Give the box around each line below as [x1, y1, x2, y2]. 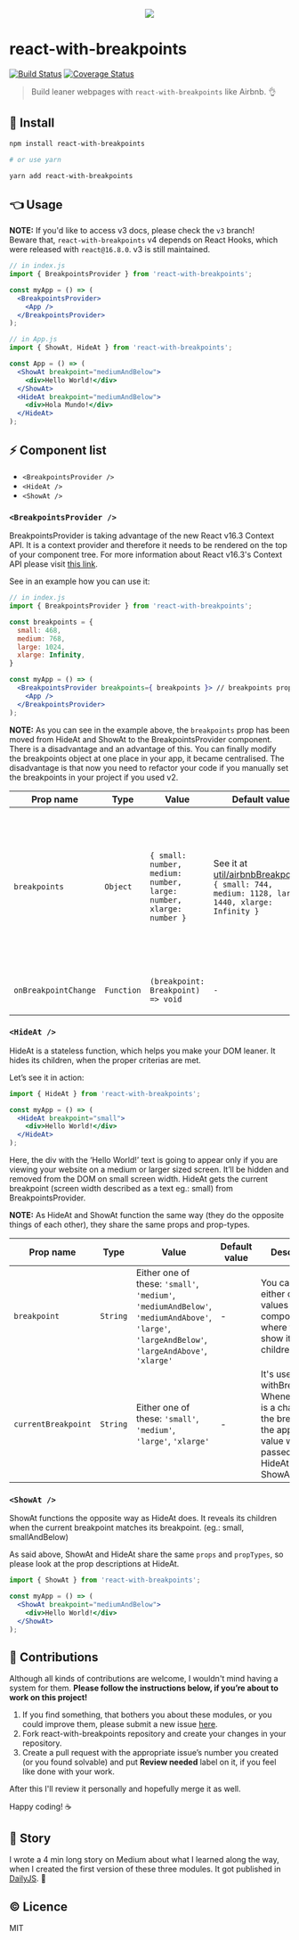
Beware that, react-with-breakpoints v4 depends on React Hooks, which [9, 234, 279, 245]
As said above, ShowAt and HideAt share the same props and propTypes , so [9, 1549, 284, 1559]
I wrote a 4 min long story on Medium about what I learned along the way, [9, 1854, 279, 1865]
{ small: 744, [213, 879, 273, 889]
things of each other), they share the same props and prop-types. [9, 1219, 251, 1230]
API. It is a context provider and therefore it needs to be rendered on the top [9, 540, 287, 551]
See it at [213, 856, 247, 869]
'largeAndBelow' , [136, 1333, 207, 1346]
